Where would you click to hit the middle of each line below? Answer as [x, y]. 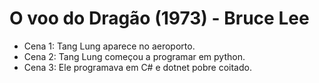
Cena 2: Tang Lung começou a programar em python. [134, 56]
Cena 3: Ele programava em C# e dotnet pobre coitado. [137, 67]
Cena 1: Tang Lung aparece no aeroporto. [109, 46]
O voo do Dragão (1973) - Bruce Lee [159, 18]
